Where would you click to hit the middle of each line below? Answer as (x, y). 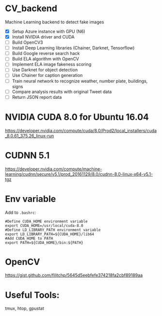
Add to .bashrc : (21, 212)
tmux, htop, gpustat (25, 308)
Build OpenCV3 (27, 42)
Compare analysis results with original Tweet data (62, 92)
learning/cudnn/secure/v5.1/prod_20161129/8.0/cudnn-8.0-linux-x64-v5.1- (79, 174)
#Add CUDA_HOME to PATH (29, 238)
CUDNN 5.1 (27, 155)
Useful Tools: (32, 295)
